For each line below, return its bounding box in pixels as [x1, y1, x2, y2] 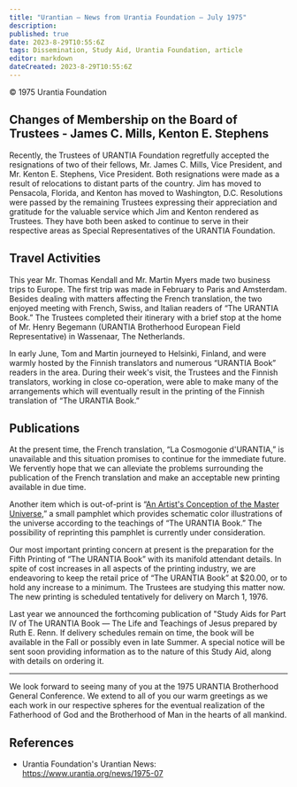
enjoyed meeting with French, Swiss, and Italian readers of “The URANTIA [9, 302, 279, 313]
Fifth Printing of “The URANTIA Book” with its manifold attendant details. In [9, 554, 282, 565]
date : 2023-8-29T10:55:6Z [9, 37, 104, 47]
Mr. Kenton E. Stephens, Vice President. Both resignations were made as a [9, 168, 280, 179]
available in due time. [9, 482, 87, 493]
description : [9, 21, 57, 30]
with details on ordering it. [9, 656, 104, 666]
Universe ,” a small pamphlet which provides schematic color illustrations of [9, 509, 283, 519]
